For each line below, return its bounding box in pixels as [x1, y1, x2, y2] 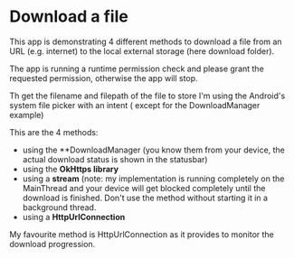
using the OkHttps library [22, 163, 119, 174]
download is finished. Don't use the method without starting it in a [22, 192, 269, 203]
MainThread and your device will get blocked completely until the [22, 182, 266, 193]
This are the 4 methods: [9, 126, 99, 137]
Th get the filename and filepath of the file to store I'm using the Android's [9, 90, 286, 101]
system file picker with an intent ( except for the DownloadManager [9, 99, 261, 110]
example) [9, 109, 44, 120]
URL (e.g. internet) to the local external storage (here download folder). [9, 45, 275, 56]
